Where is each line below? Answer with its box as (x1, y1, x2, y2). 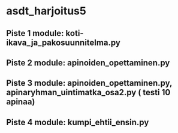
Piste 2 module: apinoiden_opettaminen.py (6, 58, 170, 68)
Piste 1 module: (6, 28, 64, 38)
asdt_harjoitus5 (6, 4, 87, 18)
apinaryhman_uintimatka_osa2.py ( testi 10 (6, 87, 171, 98)
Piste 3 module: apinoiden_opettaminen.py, (6, 78, 173, 88)
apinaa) (6, 97, 35, 107)
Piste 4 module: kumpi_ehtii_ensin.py (6, 117, 149, 127)
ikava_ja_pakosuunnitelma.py (6, 37, 121, 47)
